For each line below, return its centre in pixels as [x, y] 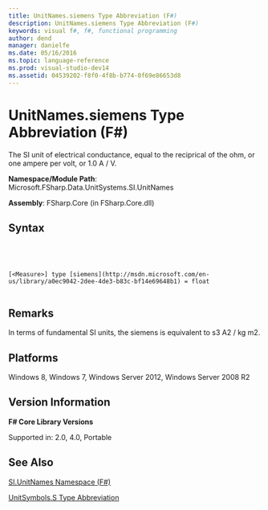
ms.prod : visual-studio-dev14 [59, 68]
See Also [31, 463]
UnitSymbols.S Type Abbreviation [64, 497]
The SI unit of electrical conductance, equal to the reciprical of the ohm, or [132, 154]
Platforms [33, 358]
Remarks [31, 313]
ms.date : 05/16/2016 [43, 53]
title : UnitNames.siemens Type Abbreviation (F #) [93, 16]
